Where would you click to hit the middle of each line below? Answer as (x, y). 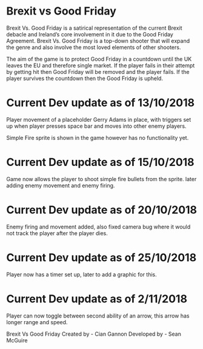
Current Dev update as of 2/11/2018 (97, 299)
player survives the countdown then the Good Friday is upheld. (85, 78)
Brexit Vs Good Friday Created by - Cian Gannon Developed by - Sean (94, 334)
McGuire (17, 340)
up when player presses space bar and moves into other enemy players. (96, 126)
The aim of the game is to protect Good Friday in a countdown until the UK (99, 59)
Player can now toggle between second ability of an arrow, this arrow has (98, 316)
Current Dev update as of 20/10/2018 (102, 210)
